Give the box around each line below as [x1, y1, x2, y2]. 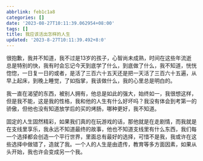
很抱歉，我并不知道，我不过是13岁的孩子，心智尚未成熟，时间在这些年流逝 [6, 54, 192, 61]
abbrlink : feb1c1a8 [6, 8, 56, 15]
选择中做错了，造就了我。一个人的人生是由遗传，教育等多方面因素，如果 [11, 140, 192, 148]
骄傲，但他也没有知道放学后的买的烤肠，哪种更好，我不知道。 [6, 105, 160, 112]
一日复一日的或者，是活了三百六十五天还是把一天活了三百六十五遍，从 [22, 70, 197, 76]
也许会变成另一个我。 [32, 148, 86, 155]
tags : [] [6, 25, 28, 32]
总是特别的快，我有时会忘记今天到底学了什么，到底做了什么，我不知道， [6, 62, 186, 69]
